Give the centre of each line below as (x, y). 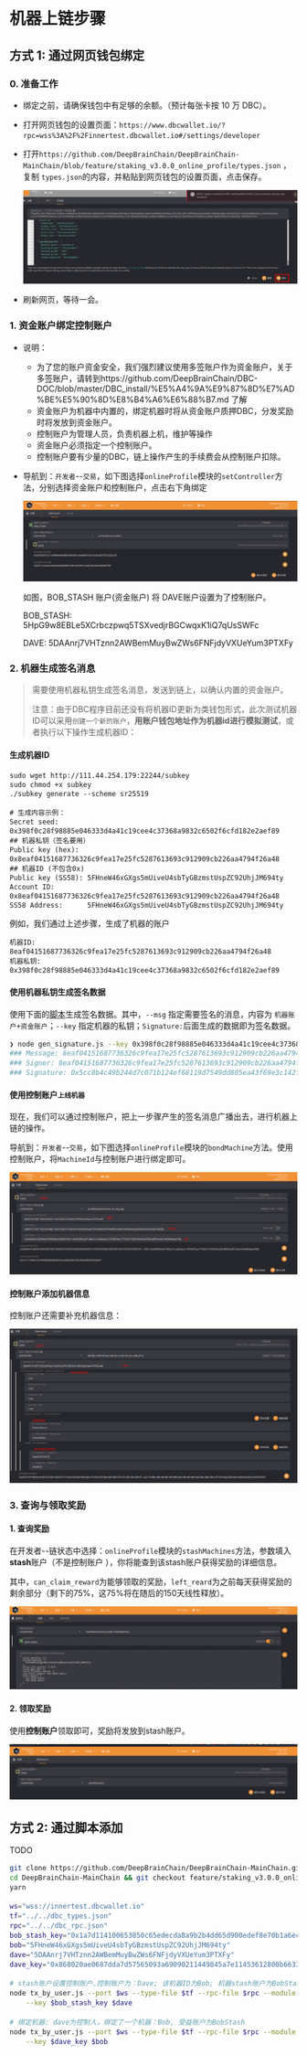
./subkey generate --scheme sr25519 (79, 794)
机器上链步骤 (58, 19)
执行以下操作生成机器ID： (88, 732)
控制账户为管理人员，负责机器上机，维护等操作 (124, 433)
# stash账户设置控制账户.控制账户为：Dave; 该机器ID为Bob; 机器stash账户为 (141, 1984)
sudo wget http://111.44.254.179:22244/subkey (100, 776)
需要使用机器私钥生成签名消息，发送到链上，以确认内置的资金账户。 (160, 690)
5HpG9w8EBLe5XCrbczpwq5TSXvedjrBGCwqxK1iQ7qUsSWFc (141, 625)
